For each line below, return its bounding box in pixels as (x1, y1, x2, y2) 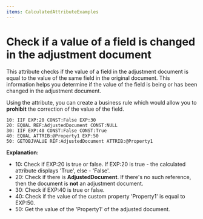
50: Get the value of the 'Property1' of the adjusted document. (15, 205, 170, 212)
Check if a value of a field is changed (6, 34, 196, 48)
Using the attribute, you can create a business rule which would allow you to (6, 99, 197, 106)
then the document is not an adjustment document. (15, 180, 144, 187)
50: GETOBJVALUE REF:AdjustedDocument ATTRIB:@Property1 (6, 138, 153, 144)
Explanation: (6, 149, 39, 156)
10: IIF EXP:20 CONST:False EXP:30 (6, 117, 96, 123)
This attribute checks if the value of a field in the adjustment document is (6, 68, 189, 75)
